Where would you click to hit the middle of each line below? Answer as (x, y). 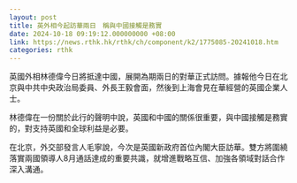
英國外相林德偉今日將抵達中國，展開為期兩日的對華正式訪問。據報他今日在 (145, 77)
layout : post (33, 17)
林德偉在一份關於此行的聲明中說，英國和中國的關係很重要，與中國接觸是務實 (148, 118)
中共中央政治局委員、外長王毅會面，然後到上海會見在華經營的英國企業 (152, 88)
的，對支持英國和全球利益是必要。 (71, 128)
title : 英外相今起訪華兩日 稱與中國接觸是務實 (86, 26)
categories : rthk (41, 50)
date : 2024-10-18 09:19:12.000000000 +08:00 (92, 34)
